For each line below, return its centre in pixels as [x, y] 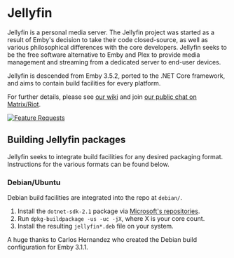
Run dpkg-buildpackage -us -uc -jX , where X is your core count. [111, 219]
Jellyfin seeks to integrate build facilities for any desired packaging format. [115, 156]
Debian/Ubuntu [34, 182]
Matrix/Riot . [24, 104]
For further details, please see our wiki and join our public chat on [102, 97]
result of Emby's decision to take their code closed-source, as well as [108, 39]
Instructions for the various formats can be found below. [88, 164]
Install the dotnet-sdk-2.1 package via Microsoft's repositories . [109, 211]
